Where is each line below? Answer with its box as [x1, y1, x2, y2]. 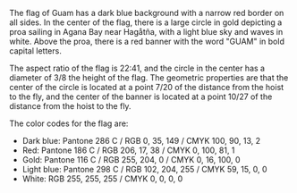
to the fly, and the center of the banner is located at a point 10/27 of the [9, 91, 273, 102]
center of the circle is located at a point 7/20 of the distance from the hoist [9, 82, 284, 92]
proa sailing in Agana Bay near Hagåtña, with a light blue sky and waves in [9, 27, 284, 37]
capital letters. [9, 46, 63, 56]
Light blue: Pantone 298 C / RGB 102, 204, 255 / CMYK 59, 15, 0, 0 [21, 164, 267, 174]
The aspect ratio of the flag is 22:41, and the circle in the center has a [9, 63, 266, 73]
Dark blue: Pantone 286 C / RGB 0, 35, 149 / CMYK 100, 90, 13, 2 [21, 136, 261, 146]
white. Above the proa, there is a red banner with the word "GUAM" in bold [9, 36, 284, 46]
